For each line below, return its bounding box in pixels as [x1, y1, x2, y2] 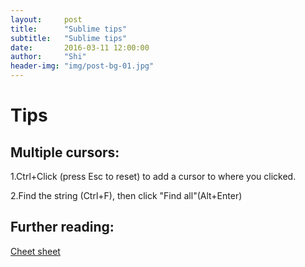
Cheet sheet [10, 245, 61, 257]
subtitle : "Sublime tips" [10, 33, 128, 43]
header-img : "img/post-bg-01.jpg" [10, 61, 155, 71]
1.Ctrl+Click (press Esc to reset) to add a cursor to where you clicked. [10, 171, 297, 182]
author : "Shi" [10, 52, 87, 62]
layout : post [10, 14, 83, 25]
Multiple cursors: [10, 144, 120, 161]
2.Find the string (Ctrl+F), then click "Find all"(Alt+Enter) [10, 190, 243, 201]
